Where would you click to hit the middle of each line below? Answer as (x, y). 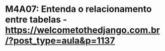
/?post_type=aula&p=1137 (60, 41)
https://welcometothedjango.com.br (82, 30)
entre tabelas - (36, 20)
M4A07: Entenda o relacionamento (79, 9)
